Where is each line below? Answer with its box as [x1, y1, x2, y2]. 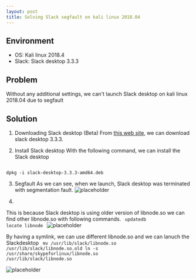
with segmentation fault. [14, 186, 73, 193]
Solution [6, 114, 38, 124]
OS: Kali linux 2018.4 [14, 51, 65, 59]
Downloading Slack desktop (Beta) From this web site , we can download [14, 129, 190, 136]
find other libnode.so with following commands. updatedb [6, 215, 147, 222]
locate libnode [6, 222, 43, 228]
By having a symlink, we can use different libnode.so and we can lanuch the [6, 233, 190, 240]
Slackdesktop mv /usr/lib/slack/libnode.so [6, 239, 117, 246]
